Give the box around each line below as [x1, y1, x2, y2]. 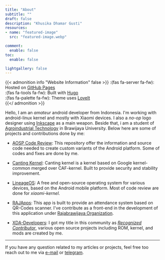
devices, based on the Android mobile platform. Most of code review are [12, 185, 159, 191]
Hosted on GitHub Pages [5, 84, 55, 91]
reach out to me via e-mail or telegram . [5, 250, 84, 256]
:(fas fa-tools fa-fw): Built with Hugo [5, 90, 79, 96]
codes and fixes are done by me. [12, 151, 79, 156]
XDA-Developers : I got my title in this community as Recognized [12, 220, 142, 226]
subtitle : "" [5, 12, 32, 17]
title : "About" [5, 7, 36, 12]
